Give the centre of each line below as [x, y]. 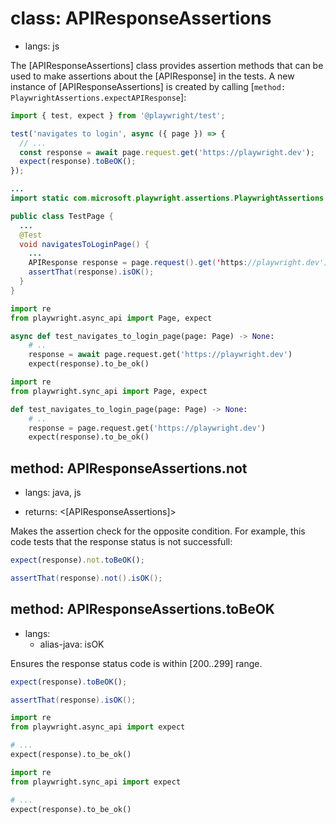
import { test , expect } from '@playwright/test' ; [118, 115]
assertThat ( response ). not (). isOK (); [86, 578]
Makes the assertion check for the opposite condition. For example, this [158, 531]
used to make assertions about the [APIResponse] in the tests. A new [152, 76]
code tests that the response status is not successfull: [121, 542]
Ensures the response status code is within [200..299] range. [136, 663]
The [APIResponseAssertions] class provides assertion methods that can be [167, 65]
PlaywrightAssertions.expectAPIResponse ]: [98, 97]
